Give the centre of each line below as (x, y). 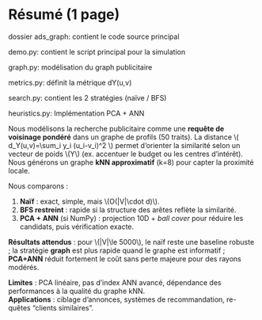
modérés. (24, 267)
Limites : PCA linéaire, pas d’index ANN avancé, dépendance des (115, 282)
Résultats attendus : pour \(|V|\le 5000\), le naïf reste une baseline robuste (131, 242)
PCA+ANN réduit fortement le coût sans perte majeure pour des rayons (125, 258)
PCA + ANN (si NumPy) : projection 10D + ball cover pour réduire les (131, 218)
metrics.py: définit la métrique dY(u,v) (70, 82)
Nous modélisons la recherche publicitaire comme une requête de (116, 128)
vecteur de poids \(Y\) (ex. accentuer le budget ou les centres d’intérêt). (126, 154)
